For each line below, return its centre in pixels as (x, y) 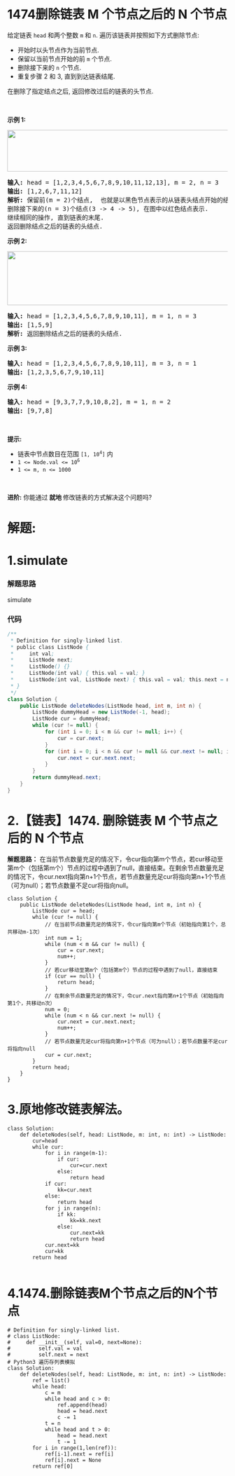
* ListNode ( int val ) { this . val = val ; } (78, 674)
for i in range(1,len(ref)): (75, 1448)
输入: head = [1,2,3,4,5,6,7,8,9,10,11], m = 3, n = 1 (102, 363)
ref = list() (51, 1380)
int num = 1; (63, 938)
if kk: (67, 1214)
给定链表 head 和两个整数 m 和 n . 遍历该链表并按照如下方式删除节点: (103, 35)
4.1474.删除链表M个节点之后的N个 (107, 1293)
